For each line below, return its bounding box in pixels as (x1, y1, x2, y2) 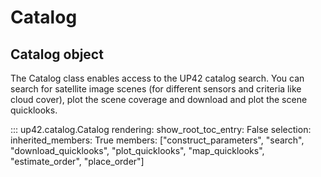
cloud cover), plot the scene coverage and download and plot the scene (10, 94, 308, 105)
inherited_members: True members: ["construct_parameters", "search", (10, 134, 305, 146)
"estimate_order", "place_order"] (10, 156, 145, 167)
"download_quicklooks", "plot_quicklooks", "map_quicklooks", (10, 145, 265, 156)
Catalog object (10, 46, 104, 63)
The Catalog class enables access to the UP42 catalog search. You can (10, 72, 305, 84)
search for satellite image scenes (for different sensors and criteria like (10, 83, 302, 95)
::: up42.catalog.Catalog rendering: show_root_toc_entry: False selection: (10, 124, 312, 135)
